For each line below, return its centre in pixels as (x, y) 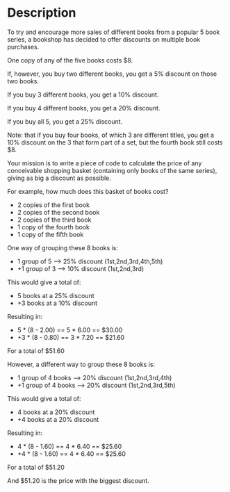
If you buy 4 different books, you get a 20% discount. (84, 108)
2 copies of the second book (58, 212)
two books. (23, 81)
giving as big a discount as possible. (59, 178)
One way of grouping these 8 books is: (63, 247)
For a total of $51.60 (36, 351)
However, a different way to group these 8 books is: (81, 364)
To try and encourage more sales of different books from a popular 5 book (114, 32)
